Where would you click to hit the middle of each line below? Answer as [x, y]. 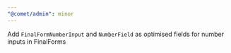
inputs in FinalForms [37, 41]
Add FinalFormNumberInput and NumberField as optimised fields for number [116, 34]
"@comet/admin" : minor [41, 14]
